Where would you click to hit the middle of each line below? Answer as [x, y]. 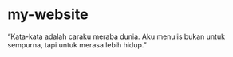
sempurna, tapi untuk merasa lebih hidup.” [77, 44]
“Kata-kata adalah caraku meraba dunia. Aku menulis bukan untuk [116, 36]
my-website [48, 15]
